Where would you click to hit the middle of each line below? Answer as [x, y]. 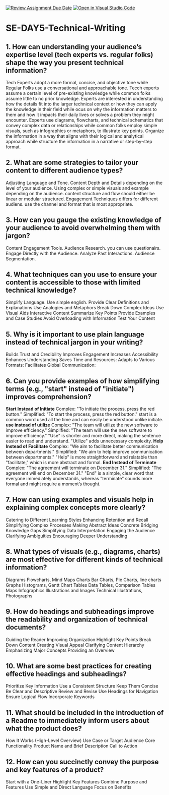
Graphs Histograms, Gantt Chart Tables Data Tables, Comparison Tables [80, 585]
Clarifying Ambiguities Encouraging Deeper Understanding [67, 536]
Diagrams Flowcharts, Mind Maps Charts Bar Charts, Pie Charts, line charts [83, 580]
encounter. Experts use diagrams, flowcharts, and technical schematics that [84, 120]
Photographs [19, 596]
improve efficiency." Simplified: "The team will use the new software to [79, 430]
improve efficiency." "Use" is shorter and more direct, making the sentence [83, 436]
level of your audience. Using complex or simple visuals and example [77, 188]
